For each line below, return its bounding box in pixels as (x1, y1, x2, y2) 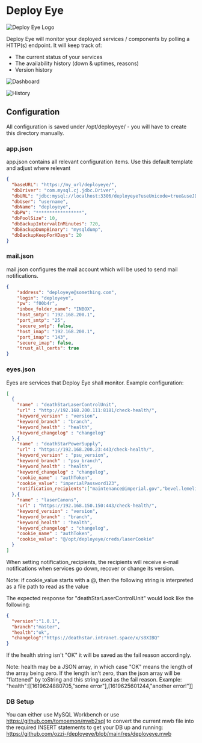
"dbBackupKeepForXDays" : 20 (11, 232, 82, 238)
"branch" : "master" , (11, 624, 61, 630)
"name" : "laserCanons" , (17, 497, 79, 503)
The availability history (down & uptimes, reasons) (14, 60, 139, 67)
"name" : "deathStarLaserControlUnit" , (17, 402, 117, 408)
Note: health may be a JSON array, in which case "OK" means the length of (6, 663, 193, 671)
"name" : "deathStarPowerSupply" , (17, 441, 103, 447)
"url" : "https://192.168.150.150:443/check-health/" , (17, 503, 158, 509)
